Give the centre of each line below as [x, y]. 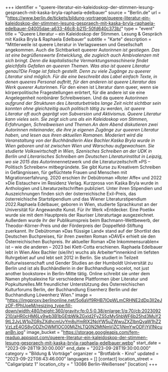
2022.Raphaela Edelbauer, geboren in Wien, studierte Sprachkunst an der [81, 204]
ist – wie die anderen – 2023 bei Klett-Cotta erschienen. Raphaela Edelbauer [84, 247]
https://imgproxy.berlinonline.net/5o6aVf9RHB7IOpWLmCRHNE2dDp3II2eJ [85, 300]
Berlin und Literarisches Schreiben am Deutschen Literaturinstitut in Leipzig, [84, 156]
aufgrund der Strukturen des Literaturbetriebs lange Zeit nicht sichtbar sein [83, 103]
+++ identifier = [22, 7]
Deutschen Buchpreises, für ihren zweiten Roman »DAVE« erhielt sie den [80, 236]
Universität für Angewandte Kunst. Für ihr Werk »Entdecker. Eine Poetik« [80, 210]
